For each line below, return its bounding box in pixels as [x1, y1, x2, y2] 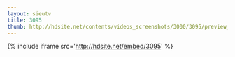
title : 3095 [7, 17, 42, 24]
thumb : [7, 23, 27, 30]
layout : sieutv [7, 10, 52, 17]
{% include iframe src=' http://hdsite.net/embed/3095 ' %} [7, 42, 173, 51]
